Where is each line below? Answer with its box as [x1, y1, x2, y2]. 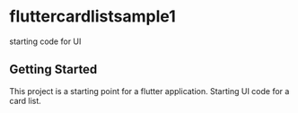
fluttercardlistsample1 [9, 6, 177, 27]
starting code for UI [9, 36, 82, 47]
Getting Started [9, 62, 98, 77]
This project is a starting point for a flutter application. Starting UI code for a [9, 85, 290, 96]
